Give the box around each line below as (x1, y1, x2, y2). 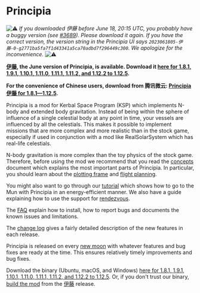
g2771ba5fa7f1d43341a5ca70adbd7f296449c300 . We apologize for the (19, 44, 183, 52)
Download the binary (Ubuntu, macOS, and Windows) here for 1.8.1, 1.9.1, (6, 267, 185, 274)
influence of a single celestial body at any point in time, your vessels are (6, 114, 184, 121)
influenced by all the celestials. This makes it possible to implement (6, 120, 172, 128)
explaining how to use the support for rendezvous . (6, 195, 130, 202)
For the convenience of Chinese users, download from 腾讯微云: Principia (6, 82, 192, 89)
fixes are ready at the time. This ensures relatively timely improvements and (6, 249, 192, 256)
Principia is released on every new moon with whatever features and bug (6, 242, 186, 249)
